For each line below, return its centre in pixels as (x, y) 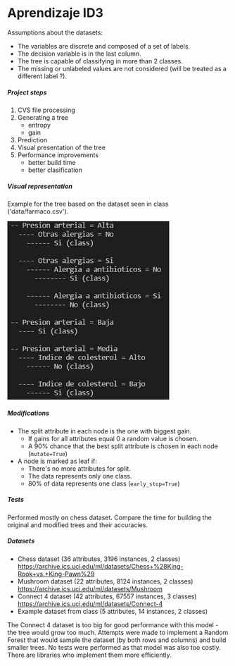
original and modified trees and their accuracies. (77, 525)
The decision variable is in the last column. (80, 54)
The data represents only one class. (80, 476)
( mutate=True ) (48, 453)
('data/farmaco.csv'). (38, 211)
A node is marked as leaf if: (57, 461)
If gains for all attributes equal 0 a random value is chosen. (113, 438)
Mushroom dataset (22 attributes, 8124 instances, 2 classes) (105, 581)
